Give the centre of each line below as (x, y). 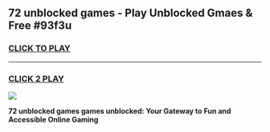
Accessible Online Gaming (53, 119)
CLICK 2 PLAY (36, 78)
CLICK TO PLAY (39, 49)
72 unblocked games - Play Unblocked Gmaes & (131, 13)
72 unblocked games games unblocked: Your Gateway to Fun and (120, 110)
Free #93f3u (40, 26)
